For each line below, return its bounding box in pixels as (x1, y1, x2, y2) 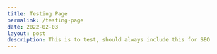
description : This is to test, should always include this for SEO (7, 36, 211, 43)
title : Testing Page (7, 10, 69, 18)
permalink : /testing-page (7, 17, 83, 24)
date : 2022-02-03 (7, 23, 59, 30)
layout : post (7, 29, 46, 37)
